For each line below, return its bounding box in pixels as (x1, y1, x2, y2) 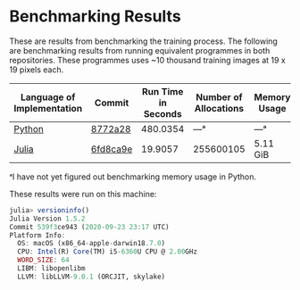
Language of (21, 91, 76, 104)
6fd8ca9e (90, 143, 133, 155)
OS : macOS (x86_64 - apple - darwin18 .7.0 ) (17, 239, 166, 248)
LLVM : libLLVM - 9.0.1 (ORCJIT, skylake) (17, 272, 166, 281)
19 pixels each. (9, 64, 64, 75)
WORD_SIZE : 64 (17, 256, 70, 265)
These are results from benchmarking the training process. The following (9, 36, 279, 46)
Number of (196, 91, 243, 104)
